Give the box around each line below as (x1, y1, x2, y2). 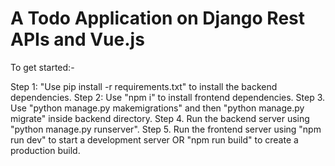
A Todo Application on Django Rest (10, 7, 306, 30)
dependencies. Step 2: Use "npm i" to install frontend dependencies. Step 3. (10, 91, 326, 103)
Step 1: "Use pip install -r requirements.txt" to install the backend (10, 80, 278, 92)
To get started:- (10, 61, 75, 73)
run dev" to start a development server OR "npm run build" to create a (10, 133, 299, 146)
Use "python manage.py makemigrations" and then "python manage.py (10, 102, 305, 114)
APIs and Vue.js (10, 28, 145, 51)
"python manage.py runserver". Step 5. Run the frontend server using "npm (10, 123, 322, 135)
